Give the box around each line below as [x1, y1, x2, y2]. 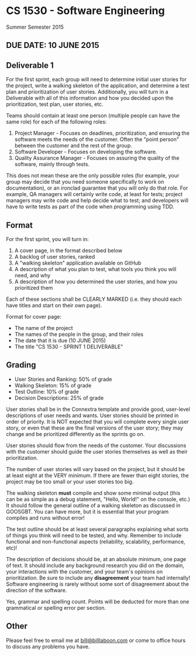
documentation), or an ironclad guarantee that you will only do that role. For [6, 184, 188, 191]
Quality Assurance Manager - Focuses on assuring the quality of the [14, 154, 180, 162]
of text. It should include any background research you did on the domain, [6, 562, 184, 569]
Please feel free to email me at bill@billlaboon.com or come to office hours [6, 637, 186, 644]
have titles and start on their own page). [6, 301, 102, 308]
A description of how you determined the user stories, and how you [14, 278, 177, 285]
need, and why [14, 272, 51, 279]
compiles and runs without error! [6, 514, 85, 521]
